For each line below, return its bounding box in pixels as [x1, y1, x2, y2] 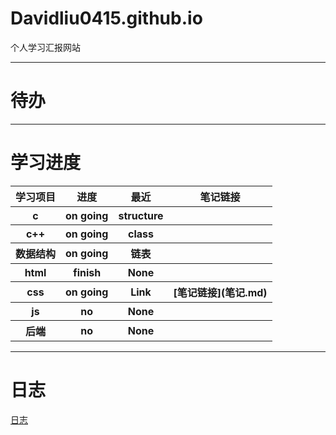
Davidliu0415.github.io [10, 7, 203, 30]
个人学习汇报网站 [10, 41, 81, 53]
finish [73, 265, 102, 279]
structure [118, 208, 164, 222]
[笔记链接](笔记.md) [173, 285, 268, 299]
